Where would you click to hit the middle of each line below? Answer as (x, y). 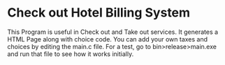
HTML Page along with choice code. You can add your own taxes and (108, 39)
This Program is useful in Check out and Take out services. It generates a (113, 32)
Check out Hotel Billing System (99, 13)
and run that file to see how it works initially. (71, 54)
